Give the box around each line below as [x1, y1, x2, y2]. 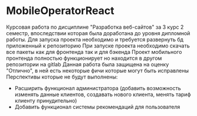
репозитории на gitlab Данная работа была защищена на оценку [6, 60, 169, 68]
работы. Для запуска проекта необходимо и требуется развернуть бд [6, 36, 184, 43]
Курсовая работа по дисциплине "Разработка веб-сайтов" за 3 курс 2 [6, 23, 184, 30]
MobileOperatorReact [6, 4, 114, 18]
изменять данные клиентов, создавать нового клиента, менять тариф [14, 91, 191, 98]
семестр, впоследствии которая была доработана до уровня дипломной [6, 29, 191, 36]
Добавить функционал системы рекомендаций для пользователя [14, 103, 180, 110]
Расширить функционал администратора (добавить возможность [14, 84, 181, 91]
